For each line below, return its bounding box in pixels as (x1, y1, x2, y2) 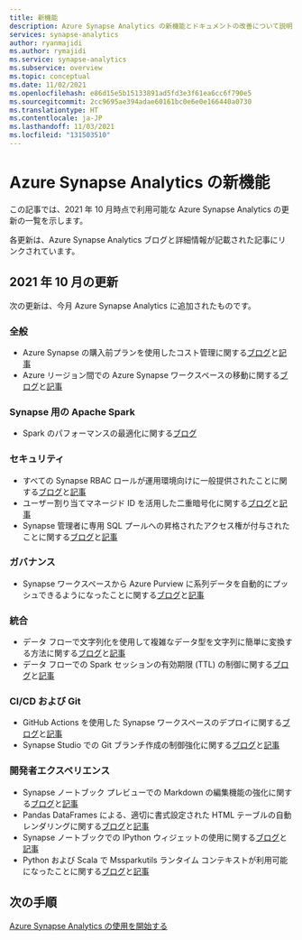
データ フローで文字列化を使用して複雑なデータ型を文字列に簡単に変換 (22, 637, 286, 648)
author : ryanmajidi (9, 38, 83, 48)
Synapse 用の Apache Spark (9, 405, 135, 418)
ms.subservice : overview (9, 64, 103, 73)
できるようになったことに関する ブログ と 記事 (38, 589, 205, 600)
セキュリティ (9, 453, 65, 465)
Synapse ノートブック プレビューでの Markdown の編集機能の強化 (22, 787, 269, 797)
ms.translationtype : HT (9, 106, 99, 115)
